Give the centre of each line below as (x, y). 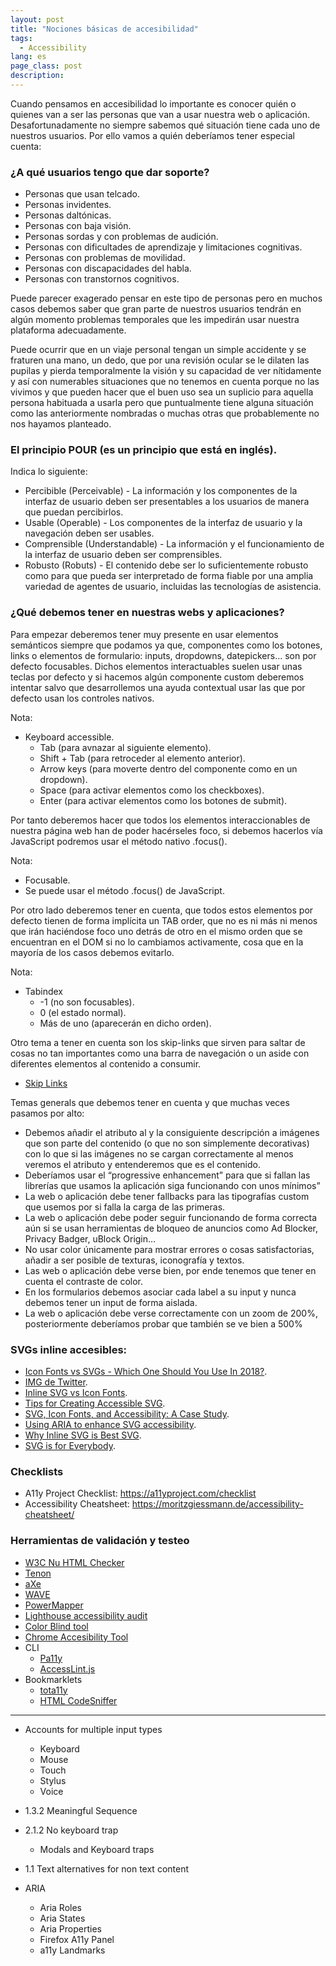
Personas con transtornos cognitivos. (102, 279)
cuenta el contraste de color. (84, 1281)
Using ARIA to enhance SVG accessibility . (110, 1425)
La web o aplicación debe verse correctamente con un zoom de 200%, (171, 1313)
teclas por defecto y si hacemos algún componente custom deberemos (157, 677)
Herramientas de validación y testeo (100, 1541)
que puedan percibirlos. (74, 512)
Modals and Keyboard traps (97, 1849)
